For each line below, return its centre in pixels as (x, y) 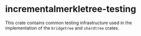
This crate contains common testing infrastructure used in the (69, 23)
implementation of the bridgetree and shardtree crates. (62, 28)
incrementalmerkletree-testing (71, 9)
